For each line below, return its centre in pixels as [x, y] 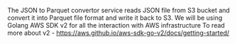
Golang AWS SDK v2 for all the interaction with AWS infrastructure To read [116, 25]
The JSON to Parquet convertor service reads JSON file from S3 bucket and [119, 10]
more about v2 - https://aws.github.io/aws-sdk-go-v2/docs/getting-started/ [118, 33]
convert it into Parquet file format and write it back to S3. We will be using [115, 18]
